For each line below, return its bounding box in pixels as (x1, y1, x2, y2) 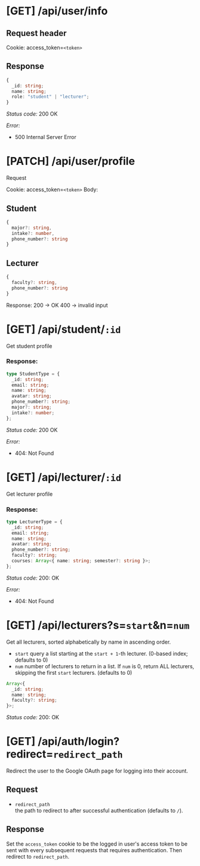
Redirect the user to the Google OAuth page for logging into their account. (6, 767, 188, 774)
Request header (6, 28, 67, 38)
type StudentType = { (6, 370, 60, 377)
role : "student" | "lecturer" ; (11, 94, 90, 100)
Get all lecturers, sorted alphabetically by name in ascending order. (6, 638, 171, 645)
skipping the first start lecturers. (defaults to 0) (14, 669, 133, 676)
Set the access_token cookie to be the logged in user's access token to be (6, 840, 188, 847)
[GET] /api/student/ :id (6, 322, 121, 336)
